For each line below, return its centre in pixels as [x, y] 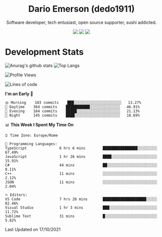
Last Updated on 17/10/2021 [33, 229]
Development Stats [44, 52]
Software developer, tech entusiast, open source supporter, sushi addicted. [81, 22]
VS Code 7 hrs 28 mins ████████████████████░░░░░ [81, 199]
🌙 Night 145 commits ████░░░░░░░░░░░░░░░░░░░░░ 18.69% [72, 115]
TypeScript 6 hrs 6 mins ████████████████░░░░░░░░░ [81, 148]
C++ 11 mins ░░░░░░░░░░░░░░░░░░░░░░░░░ [81, 173]
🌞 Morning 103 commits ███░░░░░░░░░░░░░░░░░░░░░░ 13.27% [73, 102]
